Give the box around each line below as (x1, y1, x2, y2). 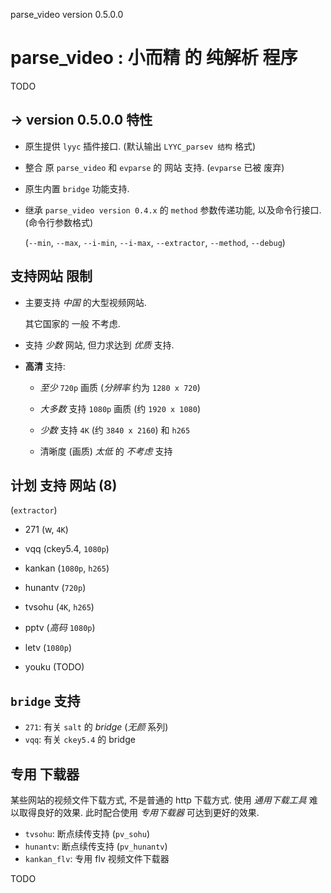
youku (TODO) (24, 661, 85, 673)
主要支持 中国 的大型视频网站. (24, 296, 147, 308)
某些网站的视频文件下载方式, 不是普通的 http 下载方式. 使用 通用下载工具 (10, 794, 307, 806)
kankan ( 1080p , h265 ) (24, 562, 110, 574)
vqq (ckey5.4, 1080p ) (24, 543, 110, 555)
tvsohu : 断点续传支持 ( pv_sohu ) (24, 828, 150, 839)
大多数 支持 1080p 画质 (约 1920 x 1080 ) (39, 402, 202, 414)
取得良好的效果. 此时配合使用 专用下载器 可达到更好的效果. (18, 807, 260, 818)
